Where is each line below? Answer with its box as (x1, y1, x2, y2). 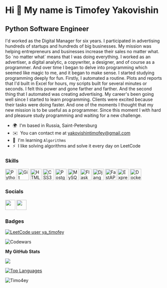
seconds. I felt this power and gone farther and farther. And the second (5, 86, 152, 92)
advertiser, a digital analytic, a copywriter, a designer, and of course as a (5, 59, 155, 65)
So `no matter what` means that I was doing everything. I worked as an (5, 54, 151, 60)
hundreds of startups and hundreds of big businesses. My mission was (5, 43, 151, 49)
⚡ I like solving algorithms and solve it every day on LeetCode (12, 143, 141, 149)
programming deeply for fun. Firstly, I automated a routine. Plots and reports (5, 75, 162, 81)
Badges (5, 218, 24, 225)
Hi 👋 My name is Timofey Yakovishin (5, 5, 159, 16)
